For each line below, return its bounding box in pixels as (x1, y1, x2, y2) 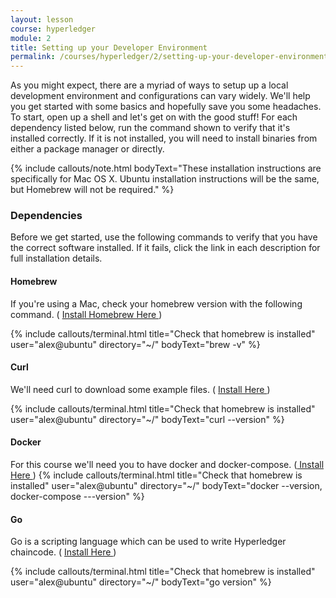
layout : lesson (10, 14, 74, 25)
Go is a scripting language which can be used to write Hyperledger (10, 536, 287, 548)
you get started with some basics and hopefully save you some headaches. (10, 101, 322, 113)
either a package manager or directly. (10, 143, 165, 155)
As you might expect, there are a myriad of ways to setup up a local (10, 79, 289, 91)
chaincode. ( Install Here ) (10, 546, 117, 558)
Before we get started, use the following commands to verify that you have (10, 231, 318, 243)
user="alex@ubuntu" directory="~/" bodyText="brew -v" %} (10, 338, 261, 350)
